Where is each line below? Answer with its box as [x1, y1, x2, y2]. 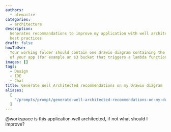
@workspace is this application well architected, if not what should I [5, 116, 148, 122]
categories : [5, 17, 31, 22]
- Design [10, 69, 28, 74]
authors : [5, 7, 24, 13]
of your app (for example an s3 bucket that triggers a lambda [10, 54, 147, 60]
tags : [5, 64, 17, 69]
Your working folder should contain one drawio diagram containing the [10, 50, 165, 55]
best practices [10, 36, 42, 41]
